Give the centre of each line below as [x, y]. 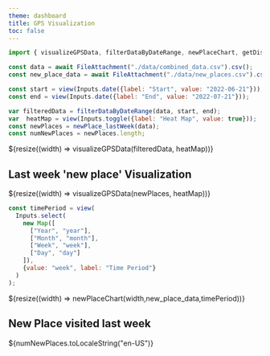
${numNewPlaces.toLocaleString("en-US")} [81, 343]
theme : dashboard [37, 16]
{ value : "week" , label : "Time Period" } [90, 268]
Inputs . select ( [41, 215]
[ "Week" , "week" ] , [60, 246]
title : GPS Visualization [51, 23]
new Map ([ [39, 223]
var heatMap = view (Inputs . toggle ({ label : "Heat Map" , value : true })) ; [133, 119]
